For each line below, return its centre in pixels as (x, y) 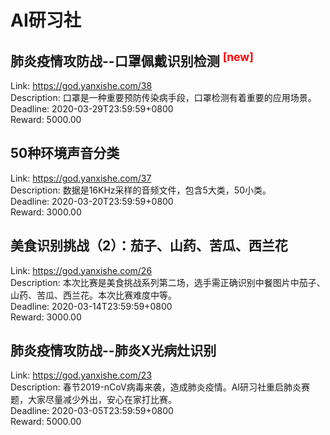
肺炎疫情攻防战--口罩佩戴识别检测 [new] (132, 59)
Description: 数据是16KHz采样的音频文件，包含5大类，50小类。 (141, 190)
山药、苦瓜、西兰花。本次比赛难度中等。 (93, 295)
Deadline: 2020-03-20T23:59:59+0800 (92, 201)
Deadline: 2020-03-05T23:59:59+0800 (92, 411)
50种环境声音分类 (65, 153)
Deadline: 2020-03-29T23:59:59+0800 (92, 109)
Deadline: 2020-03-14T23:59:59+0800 (91, 306)
